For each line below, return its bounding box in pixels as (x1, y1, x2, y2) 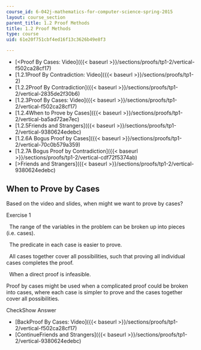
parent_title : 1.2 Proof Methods (6, 20, 90, 26)
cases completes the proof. (6, 259, 74, 266)
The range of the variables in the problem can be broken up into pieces (8, 223, 185, 230)
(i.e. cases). (6, 229, 35, 237)
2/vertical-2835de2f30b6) (14, 90, 80, 97)
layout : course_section (6, 14, 66, 20)
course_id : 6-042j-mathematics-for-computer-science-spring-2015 (6, 8, 173, 15)
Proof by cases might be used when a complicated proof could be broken (6, 282, 188, 289)
